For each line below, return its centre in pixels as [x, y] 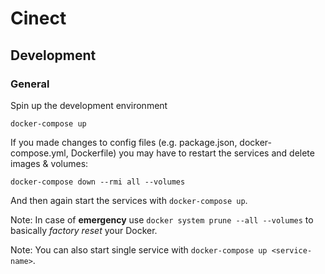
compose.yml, [39, 153]
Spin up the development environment [89, 105]
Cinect [38, 18]
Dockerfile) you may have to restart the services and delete [192, 153]
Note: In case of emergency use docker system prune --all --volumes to [162, 219]
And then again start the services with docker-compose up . [129, 200]
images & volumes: [49, 163]
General [30, 84]
